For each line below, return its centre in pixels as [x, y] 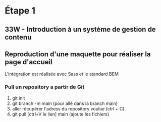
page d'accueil [29, 62]
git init [18, 98]
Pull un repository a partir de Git [45, 87]
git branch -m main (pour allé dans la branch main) [65, 103]
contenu [18, 37]
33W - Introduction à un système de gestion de [80, 29]
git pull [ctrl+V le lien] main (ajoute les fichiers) [61, 114]
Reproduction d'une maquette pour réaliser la [78, 54]
